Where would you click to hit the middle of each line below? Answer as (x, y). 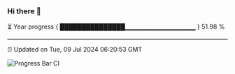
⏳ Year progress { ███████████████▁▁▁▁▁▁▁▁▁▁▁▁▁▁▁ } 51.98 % (116, 27)
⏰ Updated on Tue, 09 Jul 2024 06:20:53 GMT (75, 50)
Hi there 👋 (24, 11)
